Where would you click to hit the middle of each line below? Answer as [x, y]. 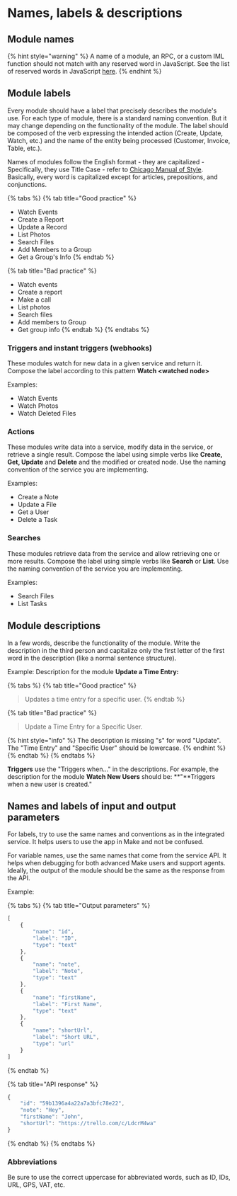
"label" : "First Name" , [68, 1004]
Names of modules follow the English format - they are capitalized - [106, 161]
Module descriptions [54, 626]
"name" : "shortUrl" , [63, 1031]
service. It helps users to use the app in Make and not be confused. [105, 842]
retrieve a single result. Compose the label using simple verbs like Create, [115, 455]
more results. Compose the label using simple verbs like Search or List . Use [118, 561]
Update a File [37, 505]
